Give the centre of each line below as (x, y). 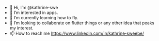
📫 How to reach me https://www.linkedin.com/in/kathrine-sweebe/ (77, 33)
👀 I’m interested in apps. (34, 13)
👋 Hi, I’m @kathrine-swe (34, 7)
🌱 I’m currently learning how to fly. (44, 18)
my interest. (22, 28)
